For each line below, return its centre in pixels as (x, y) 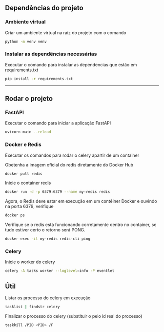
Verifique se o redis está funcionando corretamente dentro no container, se (81, 225)
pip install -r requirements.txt (39, 79)
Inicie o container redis (28, 183)
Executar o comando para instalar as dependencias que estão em (71, 64)
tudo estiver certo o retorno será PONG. (45, 230)
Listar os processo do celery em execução (48, 298)
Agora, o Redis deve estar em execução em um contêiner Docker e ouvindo (81, 201)
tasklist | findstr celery (32, 307)
